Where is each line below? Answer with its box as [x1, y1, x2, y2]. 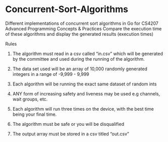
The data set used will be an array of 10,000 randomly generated [12, 66, 148, 72]
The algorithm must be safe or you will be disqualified [12, 121, 125, 127]
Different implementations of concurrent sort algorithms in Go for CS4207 [5, 20, 159, 26]
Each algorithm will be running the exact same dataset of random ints [12, 81, 157, 87]
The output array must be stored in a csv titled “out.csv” [12, 130, 130, 137]
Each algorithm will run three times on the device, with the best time [12, 106, 154, 112]
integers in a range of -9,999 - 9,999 [12, 71, 89, 77]
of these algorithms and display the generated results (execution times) [5, 31, 154, 37]
